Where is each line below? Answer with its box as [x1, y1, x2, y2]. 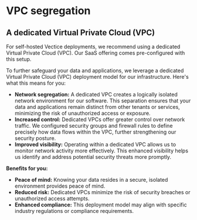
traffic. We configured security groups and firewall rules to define [14, 122, 173, 129]
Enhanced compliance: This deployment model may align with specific [14, 201, 187, 208]
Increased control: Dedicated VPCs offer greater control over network [14, 116, 185, 123]
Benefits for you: [6, 165, 48, 172]
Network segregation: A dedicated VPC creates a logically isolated [14, 91, 178, 98]
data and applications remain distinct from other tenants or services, [14, 104, 180, 110]
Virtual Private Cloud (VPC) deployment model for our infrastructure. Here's [6, 74, 189, 80]
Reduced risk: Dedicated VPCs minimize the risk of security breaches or [14, 189, 191, 195]
